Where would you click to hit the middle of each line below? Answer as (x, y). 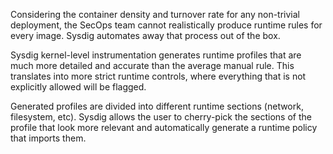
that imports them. (48, 138)
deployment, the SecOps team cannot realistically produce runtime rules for (166, 25)
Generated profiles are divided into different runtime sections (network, (157, 106)
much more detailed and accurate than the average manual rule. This (152, 65)
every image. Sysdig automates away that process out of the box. (145, 35)
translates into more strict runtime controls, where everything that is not (158, 76)
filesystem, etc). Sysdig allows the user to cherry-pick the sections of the (161, 117)
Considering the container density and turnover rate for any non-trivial (155, 14)
